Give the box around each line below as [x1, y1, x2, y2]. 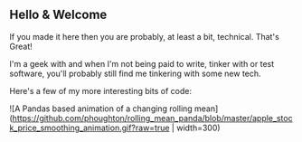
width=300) [175, 122, 221, 133]
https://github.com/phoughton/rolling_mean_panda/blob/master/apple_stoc [12, 112, 293, 123]
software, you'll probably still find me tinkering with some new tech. [9, 68, 261, 79]
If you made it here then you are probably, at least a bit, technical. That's [9, 31, 280, 42]
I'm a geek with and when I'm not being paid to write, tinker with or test [9, 58, 275, 69]
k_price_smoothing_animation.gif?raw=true [9, 122, 170, 133]
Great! [9, 41, 33, 52]
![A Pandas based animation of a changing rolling [9, 103, 193, 114]
